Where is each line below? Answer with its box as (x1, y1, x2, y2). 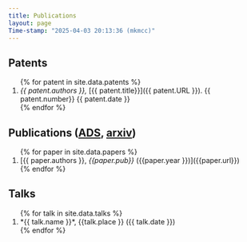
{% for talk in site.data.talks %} (19, 208, 122, 218)
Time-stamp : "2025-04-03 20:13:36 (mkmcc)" (8, 26, 156, 34)
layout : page (8, 19, 52, 27)
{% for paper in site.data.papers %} (19, 147, 137, 157)
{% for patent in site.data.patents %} (19, 77, 141, 87)
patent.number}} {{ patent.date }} (19, 94, 130, 104)
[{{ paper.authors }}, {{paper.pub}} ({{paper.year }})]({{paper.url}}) (19, 156, 240, 165)
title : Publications (8, 11, 78, 20)
